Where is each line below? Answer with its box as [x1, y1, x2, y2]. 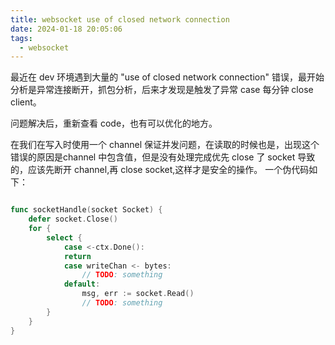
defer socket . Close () [28, 214, 118, 225]
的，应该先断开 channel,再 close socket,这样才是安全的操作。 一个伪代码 [10, 164, 310, 176]
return [63, 251, 92, 261]
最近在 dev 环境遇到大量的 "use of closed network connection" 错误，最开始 [10, 71, 325, 83]
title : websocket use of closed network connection [10, 14, 230, 25]
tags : [10, 33, 33, 43]
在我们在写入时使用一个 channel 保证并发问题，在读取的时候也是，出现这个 [10, 139, 320, 151]
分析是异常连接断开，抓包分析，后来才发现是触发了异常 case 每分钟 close [10, 84, 314, 96]
